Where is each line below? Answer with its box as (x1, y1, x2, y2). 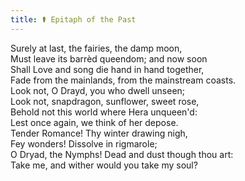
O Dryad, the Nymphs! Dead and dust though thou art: (10, 148, 234, 160)
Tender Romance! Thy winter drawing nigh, (10, 127, 188, 139)
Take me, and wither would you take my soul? (10, 159, 198, 171)
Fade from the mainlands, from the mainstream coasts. (10, 74, 237, 86)
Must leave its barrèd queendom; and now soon (10, 52, 208, 65)
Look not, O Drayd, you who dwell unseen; (10, 84, 186, 96)
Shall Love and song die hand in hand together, (10, 63, 205, 75)
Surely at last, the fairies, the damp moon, (10, 42, 183, 54)
